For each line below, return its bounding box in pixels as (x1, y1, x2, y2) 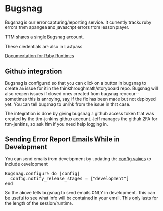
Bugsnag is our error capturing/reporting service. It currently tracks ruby (5, 19, 152, 25)
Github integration (5, 67, 62, 76)
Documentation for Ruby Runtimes (5, 53, 74, 59)
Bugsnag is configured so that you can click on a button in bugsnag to (5, 80, 147, 86)
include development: (5, 161, 49, 167)
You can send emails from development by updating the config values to (5, 156, 152, 162)
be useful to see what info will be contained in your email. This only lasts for (5, 195, 158, 201)
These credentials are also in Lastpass (5, 43, 83, 49)
